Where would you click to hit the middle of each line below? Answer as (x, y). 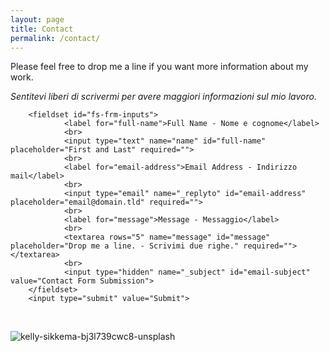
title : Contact (42, 29)
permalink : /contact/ (55, 38)
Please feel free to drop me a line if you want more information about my (159, 67)
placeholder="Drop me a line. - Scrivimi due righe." (125, 246)
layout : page (37, 19)
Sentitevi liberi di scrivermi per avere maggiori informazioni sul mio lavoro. (163, 97)
